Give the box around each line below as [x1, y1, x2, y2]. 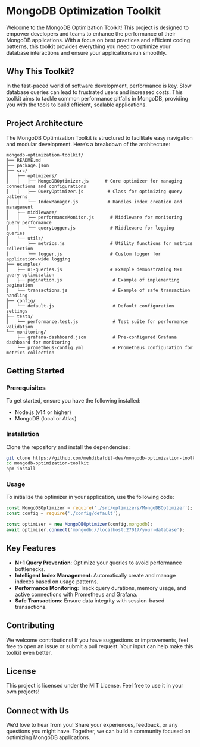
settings [6, 308, 28, 314]
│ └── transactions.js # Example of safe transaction [6, 287, 190, 293]
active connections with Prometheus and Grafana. [14, 591, 138, 598]
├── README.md [6, 157, 42, 163]
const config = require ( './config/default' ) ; [6, 510, 121, 517]
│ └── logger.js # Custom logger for [6, 251, 161, 257]
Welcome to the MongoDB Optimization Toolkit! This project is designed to [6, 24, 189, 31]
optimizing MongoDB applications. [6, 734, 90, 741]
